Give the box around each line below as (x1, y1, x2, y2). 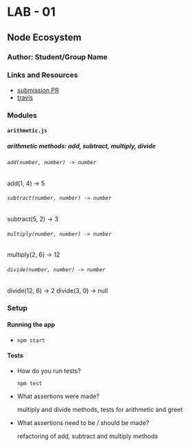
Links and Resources (7, 70, 78, 80)
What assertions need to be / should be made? (16, 418, 150, 426)
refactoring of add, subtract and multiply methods (16, 432, 158, 440)
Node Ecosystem (7, 32, 82, 43)
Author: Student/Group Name (7, 52, 108, 62)
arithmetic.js (7, 128, 48, 135)
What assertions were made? (16, 392, 100, 400)
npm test (16, 380, 43, 387)
